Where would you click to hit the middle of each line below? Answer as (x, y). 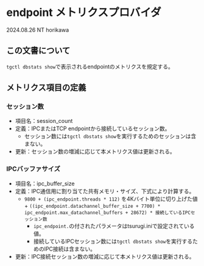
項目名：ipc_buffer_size (45, 183)
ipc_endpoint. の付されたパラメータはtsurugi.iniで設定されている (114, 226)
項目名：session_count (44, 121)
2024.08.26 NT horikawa (38, 30)
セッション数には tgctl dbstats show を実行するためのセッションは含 (110, 136)
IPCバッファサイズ (33, 169)
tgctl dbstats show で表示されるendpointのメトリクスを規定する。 (90, 66)
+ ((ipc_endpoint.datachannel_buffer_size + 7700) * (92, 205)
